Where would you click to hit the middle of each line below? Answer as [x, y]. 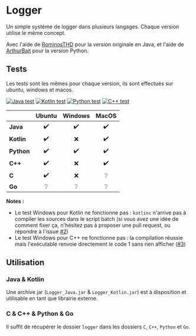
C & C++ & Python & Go [40, 314]
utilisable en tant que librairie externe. [52, 298]
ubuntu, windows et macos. [40, 90]
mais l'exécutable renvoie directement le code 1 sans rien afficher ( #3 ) [100, 244]
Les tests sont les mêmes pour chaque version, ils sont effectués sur [90, 83]
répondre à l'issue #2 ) [42, 231]
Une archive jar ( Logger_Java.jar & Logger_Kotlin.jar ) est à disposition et [96, 292]
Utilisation [25, 262]
